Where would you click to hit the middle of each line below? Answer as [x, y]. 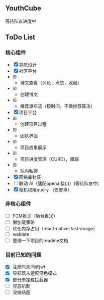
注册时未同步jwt [29, 267]
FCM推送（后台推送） [35, 216]
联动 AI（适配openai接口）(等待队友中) [59, 183]
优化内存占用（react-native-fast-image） [55, 228]
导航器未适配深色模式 [34, 273]
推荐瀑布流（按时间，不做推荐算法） [58, 106]
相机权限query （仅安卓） [45, 189]
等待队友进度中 [21, 21]
